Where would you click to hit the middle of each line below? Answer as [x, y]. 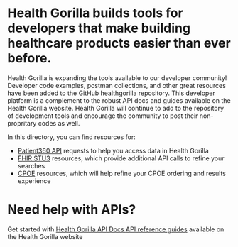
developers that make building [99, 28]
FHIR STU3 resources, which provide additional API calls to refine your [121, 158]
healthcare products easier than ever [119, 43]
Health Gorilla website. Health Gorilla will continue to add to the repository [116, 108]
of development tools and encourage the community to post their [103, 116]
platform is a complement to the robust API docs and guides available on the [119, 100]
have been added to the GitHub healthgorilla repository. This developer [111, 93]
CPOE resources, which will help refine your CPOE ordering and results [121, 173]
